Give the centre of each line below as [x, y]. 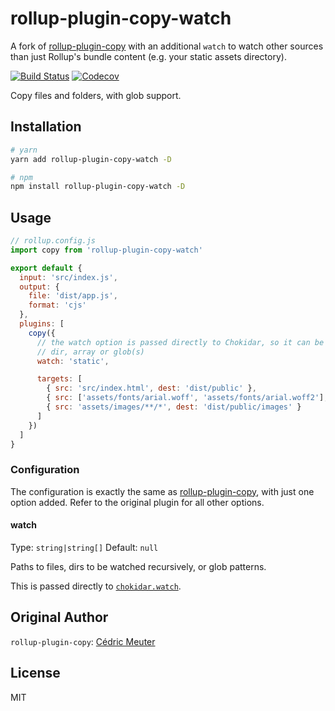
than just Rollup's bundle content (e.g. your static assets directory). [148, 56]
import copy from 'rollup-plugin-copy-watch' [106, 250]
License [35, 673]
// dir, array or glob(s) [90, 352]
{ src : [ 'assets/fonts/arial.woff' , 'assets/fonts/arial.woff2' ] [185, 398]
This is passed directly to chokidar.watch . [96, 586]
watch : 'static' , [73, 361]
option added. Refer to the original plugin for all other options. [137, 502]
